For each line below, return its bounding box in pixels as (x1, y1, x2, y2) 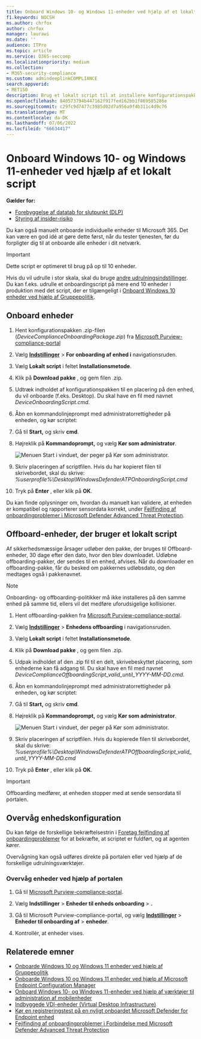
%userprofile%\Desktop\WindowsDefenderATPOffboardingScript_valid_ (14, 748, 193, 755)
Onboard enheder (6, 311, 74, 321)
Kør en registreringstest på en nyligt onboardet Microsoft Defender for (14, 1007, 188, 1014)
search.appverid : (6, 82, 50, 88)
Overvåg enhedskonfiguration (6, 813, 121, 823)
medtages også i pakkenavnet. (6, 570, 82, 577)
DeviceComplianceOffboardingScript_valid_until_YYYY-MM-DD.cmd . (14, 671, 185, 678)
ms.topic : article (6, 48, 52, 54)
